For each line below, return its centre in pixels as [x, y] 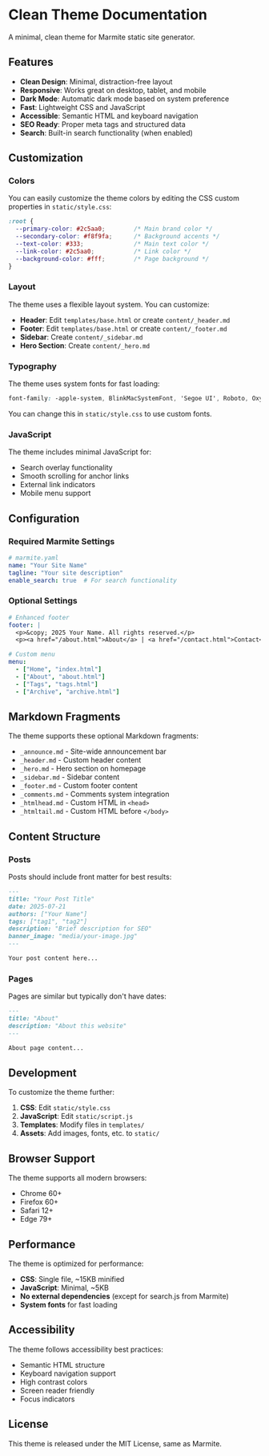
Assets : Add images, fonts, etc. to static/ [90, 1133]
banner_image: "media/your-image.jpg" [73, 937]
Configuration [44, 518]
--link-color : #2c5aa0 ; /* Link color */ [104, 251]
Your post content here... [53, 958]
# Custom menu [32, 655]
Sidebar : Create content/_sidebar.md [81, 337]
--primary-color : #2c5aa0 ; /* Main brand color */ [114, 229]
